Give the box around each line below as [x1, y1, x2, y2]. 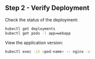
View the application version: [5, 39, 63, 45]
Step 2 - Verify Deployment [5, 4, 90, 12]
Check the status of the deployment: [5, 17, 78, 22]
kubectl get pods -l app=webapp [5, 31, 71, 36]
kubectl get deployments [5, 26, 56, 31]
